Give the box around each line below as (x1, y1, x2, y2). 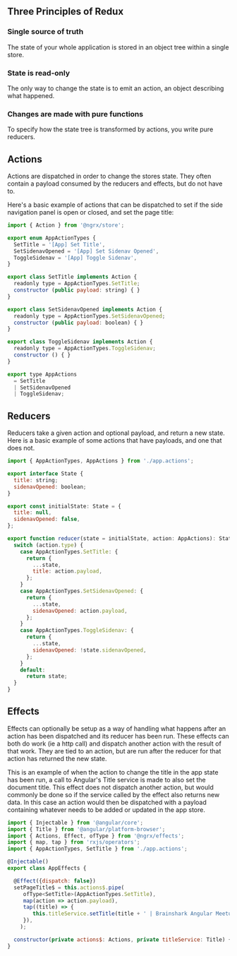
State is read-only (7, 68, 71, 78)
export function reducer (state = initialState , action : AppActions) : (7, 535, 217, 542)
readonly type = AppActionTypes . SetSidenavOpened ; (13, 312, 166, 320)
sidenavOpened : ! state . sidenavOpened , (32, 646, 147, 654)
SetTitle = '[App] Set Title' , (13, 241, 106, 248)
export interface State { (7, 470, 83, 477)
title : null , (13, 509, 52, 516)
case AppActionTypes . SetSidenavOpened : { (20, 587, 143, 595)
